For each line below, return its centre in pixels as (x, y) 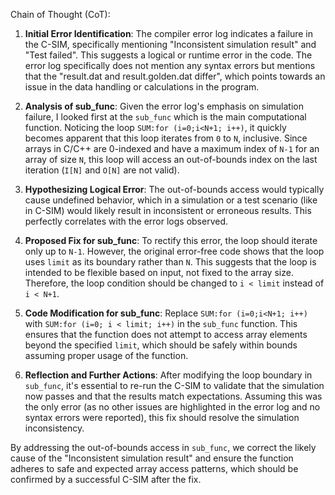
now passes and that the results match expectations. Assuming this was (173, 396)
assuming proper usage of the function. (106, 355)
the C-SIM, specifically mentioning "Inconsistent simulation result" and (170, 44)
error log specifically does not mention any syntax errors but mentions (170, 65)
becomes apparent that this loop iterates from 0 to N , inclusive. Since (166, 138)
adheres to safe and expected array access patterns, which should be (154, 468)
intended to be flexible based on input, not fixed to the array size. (159, 272)
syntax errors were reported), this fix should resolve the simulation (162, 417)
